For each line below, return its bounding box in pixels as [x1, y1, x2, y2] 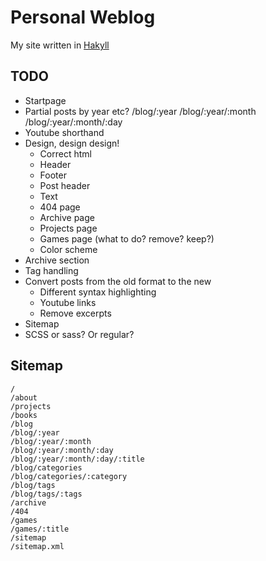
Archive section [24, 254, 90, 266]
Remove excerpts [39, 307, 112, 319]
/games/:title [10, 524, 70, 534]
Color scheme [39, 243, 98, 255]
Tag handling [24, 264, 79, 276]
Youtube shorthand [24, 126, 105, 138]
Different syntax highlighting [39, 286, 157, 298]
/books [10, 410, 38, 420]
